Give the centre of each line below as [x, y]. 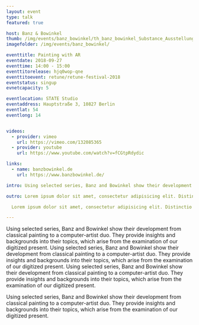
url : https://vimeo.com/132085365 [59, 142]
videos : [16, 131]
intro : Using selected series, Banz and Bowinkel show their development [99, 185]
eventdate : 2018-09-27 [34, 60]
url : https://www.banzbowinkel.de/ [61, 175]
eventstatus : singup [32, 83]
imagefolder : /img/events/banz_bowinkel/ [58, 44]
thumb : [14, 39]
